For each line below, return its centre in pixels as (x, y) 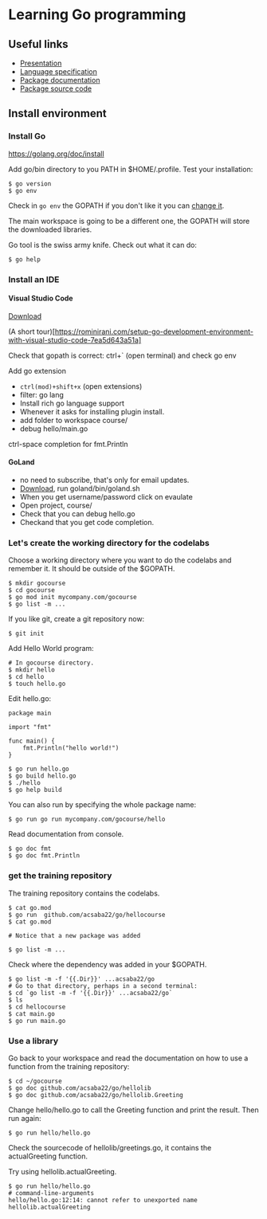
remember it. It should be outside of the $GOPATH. (92, 569)
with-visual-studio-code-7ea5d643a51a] (75, 339)
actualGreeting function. (48, 1156)
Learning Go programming (97, 15)
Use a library (33, 1041)
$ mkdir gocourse (37, 583)
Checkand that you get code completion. (87, 523)
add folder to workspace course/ (74, 420)
